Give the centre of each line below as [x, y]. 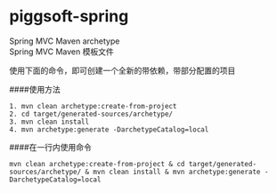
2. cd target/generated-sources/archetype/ [91, 114]
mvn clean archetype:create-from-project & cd [97, 164]
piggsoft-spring [69, 16]
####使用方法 [35, 89]
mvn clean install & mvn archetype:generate [177, 172]
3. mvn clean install [49, 122]
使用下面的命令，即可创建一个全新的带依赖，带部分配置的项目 [122, 70]
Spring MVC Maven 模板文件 [61, 52]
